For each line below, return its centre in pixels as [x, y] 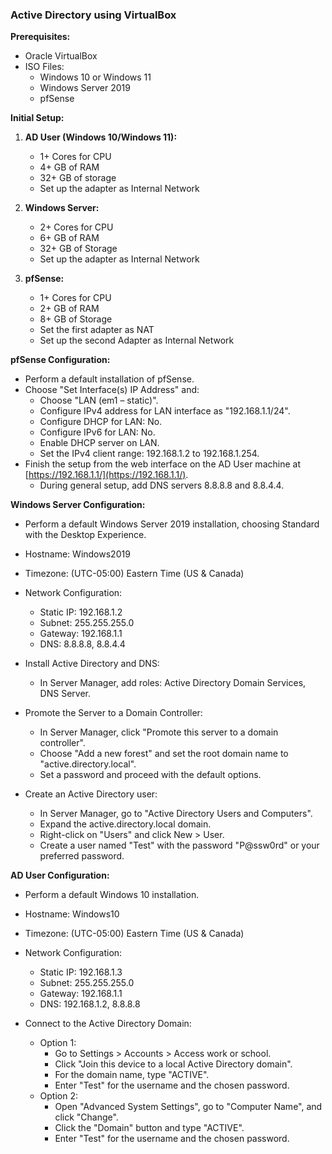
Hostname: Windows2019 [77, 554]
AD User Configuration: [60, 875]
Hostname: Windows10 [72, 914]
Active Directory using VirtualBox [93, 15]
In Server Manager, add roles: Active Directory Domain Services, [173, 683]
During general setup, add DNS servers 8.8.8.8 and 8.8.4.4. [162, 485]
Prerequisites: [40, 37]
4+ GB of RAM [69, 167]
